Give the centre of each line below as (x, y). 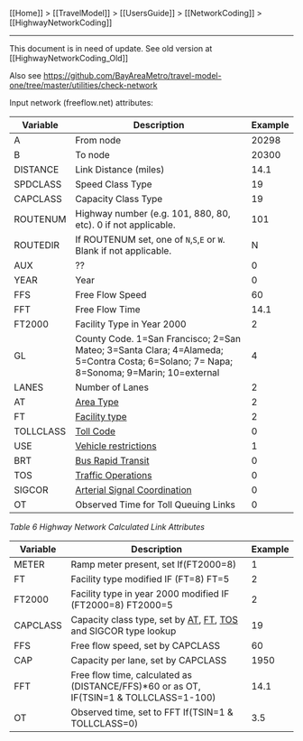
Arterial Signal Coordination (133, 490)
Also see (26, 75)
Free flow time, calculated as (131, 675)
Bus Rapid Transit (112, 461)
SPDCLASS (38, 184)
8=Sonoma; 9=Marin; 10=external (147, 372)
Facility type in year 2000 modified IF (150, 593)
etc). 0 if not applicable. (125, 225)
